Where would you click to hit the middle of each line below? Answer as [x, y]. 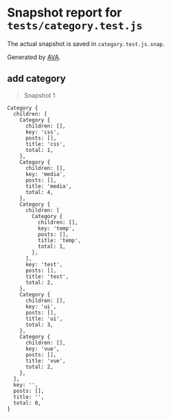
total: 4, [39, 192]
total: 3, [39, 325]
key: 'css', [42, 132]
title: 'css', [46, 144]
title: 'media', [48, 186]
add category [37, 79]
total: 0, [27, 403]
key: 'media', [46, 174]
